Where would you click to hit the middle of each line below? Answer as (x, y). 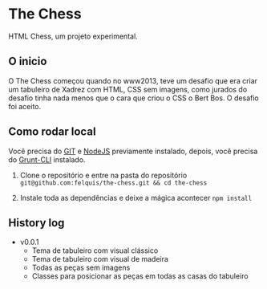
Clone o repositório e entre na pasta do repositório (103, 175)
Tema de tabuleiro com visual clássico (95, 250)
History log (36, 223)
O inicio (28, 61)
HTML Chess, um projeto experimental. (73, 36)
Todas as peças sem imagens (81, 268)
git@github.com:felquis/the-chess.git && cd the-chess (113, 183)
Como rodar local (52, 132)
